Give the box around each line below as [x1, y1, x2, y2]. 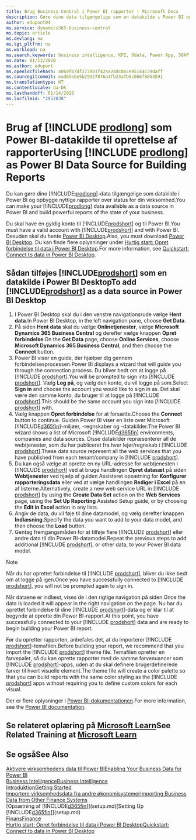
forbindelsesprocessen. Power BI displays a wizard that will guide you [14, 361, 181, 368]
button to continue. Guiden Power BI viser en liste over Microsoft [14, 417, 170, 424]
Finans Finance [6, 815, 41, 822]
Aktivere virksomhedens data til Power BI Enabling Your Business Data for [6, 765, 182, 772]
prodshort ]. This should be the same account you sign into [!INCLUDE [14, 398, 181, 405]
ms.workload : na [6, 47, 45, 53]
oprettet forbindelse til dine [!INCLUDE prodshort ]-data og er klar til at [6, 606, 174, 613]
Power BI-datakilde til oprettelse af [6, 133, 178, 146]
